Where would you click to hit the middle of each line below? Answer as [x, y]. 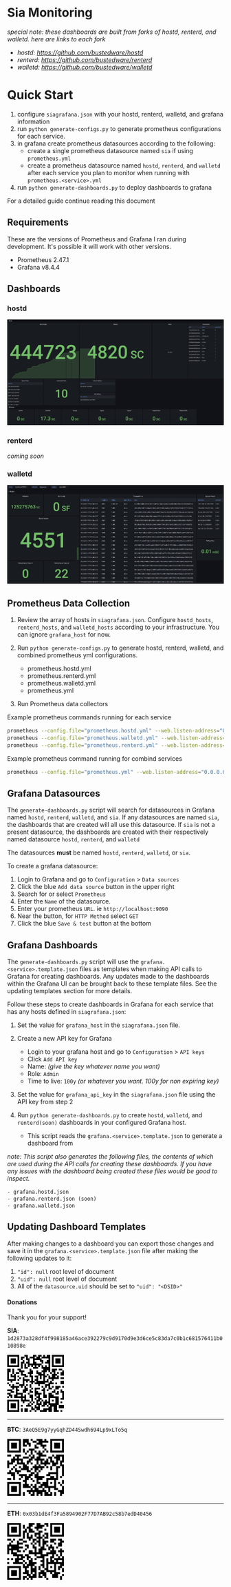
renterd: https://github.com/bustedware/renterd [85, 59]
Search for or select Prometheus [62, 894]
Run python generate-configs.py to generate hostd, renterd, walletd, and [120, 648]
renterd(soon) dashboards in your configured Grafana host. [102, 1123]
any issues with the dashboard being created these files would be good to [112, 1171]
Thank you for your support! [47, 1317]
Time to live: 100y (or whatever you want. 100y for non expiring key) [123, 1081]
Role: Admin [43, 1074]
